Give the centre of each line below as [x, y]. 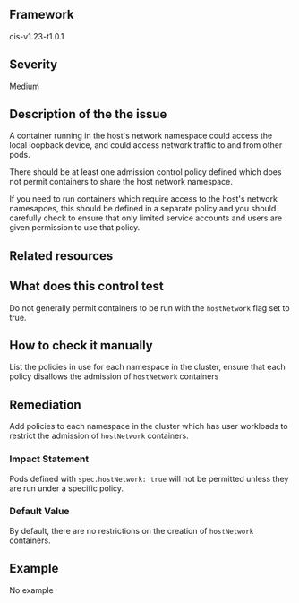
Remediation [46, 405]
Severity [34, 65]
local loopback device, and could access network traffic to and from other [146, 145]
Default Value [39, 512]
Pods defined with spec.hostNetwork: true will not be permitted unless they [149, 478]
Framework [42, 15]
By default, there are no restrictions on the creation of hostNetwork [132, 530]
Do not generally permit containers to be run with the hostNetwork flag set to [149, 307]
